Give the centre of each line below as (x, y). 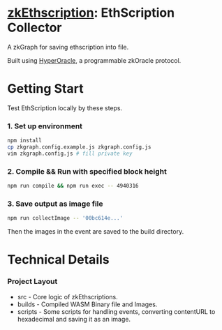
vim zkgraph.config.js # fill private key (70, 153)
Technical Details (58, 260)
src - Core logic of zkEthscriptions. (68, 297)
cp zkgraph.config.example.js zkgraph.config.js (79, 147)
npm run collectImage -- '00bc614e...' (65, 218)
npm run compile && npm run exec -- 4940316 (73, 186)
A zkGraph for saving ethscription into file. (68, 47)
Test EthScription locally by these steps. (65, 108)
